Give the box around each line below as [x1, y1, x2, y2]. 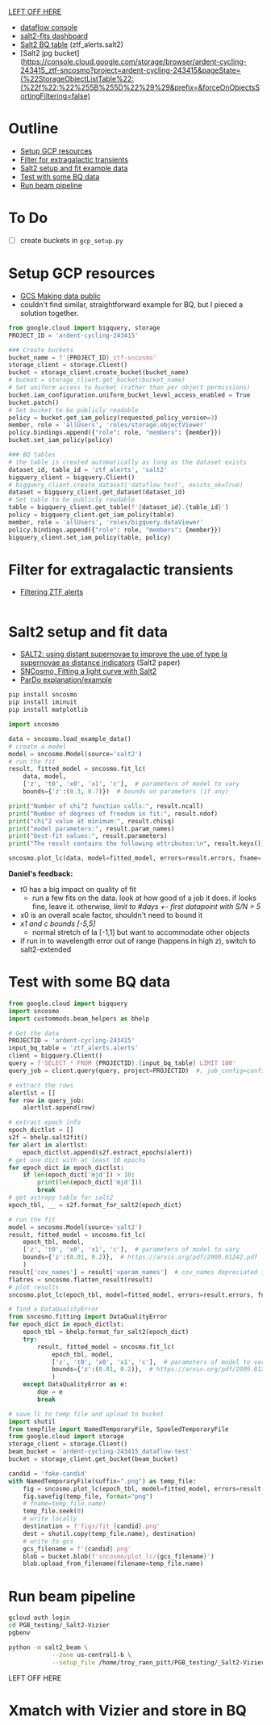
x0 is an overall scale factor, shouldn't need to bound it [19, 911, 203, 919]
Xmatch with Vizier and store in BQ [8, 1701, 248, 1719]
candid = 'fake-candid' [8, 1470, 89, 1478]
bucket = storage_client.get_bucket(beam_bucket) [8, 1455, 179, 1463]
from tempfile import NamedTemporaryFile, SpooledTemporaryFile [8, 1425, 229, 1433]
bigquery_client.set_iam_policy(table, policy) [8, 533, 172, 541]
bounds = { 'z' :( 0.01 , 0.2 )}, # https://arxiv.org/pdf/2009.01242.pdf [23, 1253, 258, 1261]
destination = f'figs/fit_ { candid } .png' [23, 1522, 161, 1530]
